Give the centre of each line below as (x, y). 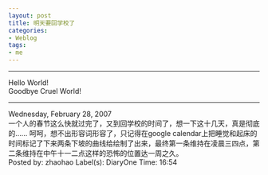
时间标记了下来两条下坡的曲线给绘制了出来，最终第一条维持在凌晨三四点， (130, 143)
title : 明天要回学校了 (42, 23)
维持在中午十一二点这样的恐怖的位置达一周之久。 (102, 153)
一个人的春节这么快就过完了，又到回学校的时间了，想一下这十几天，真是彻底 (134, 123)
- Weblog (23, 38)
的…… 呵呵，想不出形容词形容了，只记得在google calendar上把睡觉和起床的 (133, 133)
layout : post (30, 16)
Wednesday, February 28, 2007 (60, 114)
